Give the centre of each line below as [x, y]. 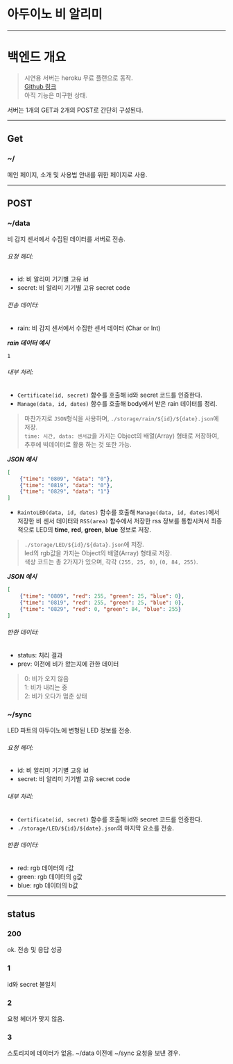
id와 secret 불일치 [32, 984]
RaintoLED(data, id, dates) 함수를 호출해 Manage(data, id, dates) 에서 [118, 512]
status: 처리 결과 [40, 655]
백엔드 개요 [37, 57]
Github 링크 [40, 86]
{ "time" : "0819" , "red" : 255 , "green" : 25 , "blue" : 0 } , [102, 603]
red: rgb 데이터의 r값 [45, 868]
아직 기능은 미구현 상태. [56, 95]
